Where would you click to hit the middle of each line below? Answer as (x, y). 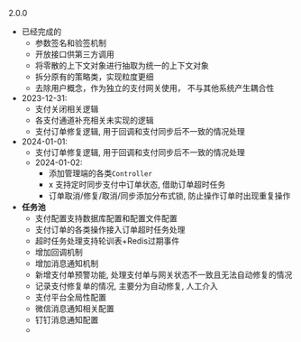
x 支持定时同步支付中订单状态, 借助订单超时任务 (137, 185)
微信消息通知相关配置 (74, 309)
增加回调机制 (59, 252)
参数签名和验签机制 (71, 43)
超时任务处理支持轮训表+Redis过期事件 (107, 241)
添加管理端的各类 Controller (100, 173)
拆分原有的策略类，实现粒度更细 (94, 77)
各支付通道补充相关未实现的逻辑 (94, 120)
